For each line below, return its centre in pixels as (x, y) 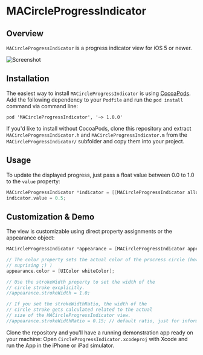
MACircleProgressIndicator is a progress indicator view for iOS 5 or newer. (99, 48)
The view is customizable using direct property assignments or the (89, 232)
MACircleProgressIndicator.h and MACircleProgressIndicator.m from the (97, 135)
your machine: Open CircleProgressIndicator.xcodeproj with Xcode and (97, 339)
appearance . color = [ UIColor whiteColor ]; (60, 271)
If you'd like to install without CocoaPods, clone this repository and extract (99, 128)
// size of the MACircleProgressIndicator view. (69, 316)
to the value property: (33, 181)
